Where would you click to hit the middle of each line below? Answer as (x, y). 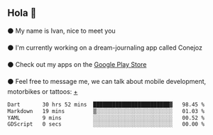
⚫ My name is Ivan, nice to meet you (61, 31)
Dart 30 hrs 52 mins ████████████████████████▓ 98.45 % (106, 104)
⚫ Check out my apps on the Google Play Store (77, 64)
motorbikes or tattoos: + (43, 91)
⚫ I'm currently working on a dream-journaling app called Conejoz (105, 48)
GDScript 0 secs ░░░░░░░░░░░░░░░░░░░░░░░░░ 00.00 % (106, 124)
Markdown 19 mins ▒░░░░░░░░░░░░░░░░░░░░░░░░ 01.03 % (106, 111)
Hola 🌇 (22, 13)
